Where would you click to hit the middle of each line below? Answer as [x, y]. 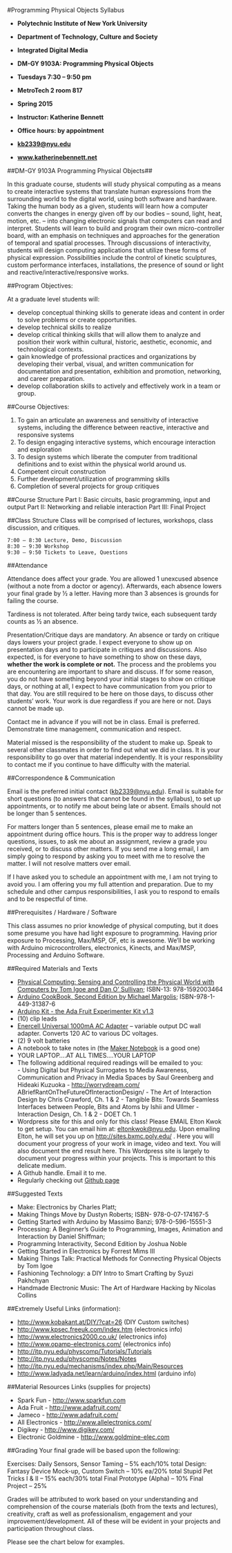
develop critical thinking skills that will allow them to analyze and [109, 334]
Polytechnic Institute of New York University [82, 23]
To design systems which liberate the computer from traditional [107, 457]
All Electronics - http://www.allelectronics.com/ [84, 1422]
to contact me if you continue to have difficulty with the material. [99, 764]
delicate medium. [42, 1165]
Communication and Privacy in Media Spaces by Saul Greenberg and [115, 1077]
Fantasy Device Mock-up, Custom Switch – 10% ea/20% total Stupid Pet [110, 1471]
